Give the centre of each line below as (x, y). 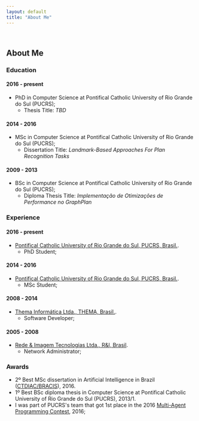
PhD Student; (40, 251)
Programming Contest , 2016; (50, 411)
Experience (23, 217)
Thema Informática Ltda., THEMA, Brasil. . (66, 312)
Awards (18, 367)
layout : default (26, 12)
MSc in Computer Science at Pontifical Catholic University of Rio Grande (104, 137)
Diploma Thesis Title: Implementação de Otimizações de (93, 196)
